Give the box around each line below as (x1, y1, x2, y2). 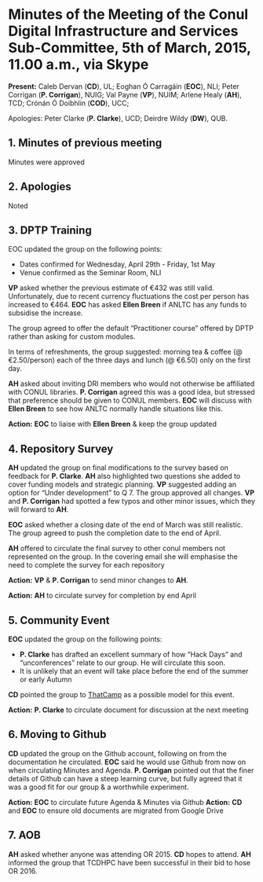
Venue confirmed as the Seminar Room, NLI (19, 268, 162, 277)
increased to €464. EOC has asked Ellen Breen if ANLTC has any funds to (8, 300, 247, 310)
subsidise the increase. (8, 308, 83, 318)
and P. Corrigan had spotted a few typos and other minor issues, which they (8, 497, 256, 506)
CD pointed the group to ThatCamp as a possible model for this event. (8, 690, 235, 699)
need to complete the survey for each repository (8, 560, 165, 570)
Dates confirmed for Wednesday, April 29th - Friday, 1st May (19, 259, 216, 269)
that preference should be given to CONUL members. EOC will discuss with (8, 395, 253, 406)
